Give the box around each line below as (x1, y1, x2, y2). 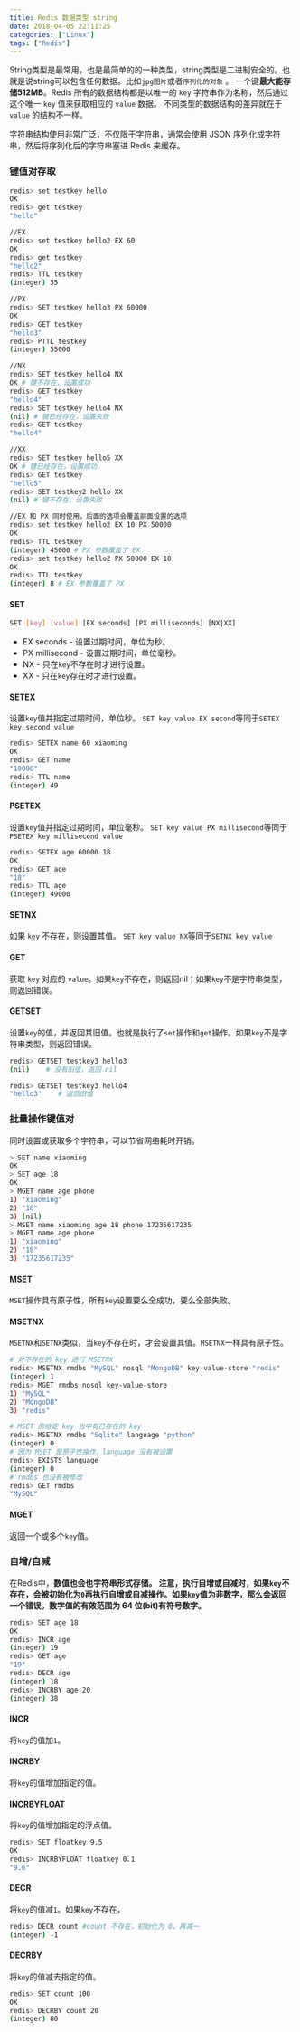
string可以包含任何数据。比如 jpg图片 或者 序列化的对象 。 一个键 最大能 (33, 76, 284, 87)
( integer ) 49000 (9, 890, 70, 899)
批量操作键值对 (9, 1112, 75, 1125)
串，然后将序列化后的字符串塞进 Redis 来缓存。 (9, 140, 185, 151)
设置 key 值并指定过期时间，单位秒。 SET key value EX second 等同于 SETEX (9, 712, 280, 724)
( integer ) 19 (9, 1644, 59, 1653)
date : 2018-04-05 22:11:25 (9, 22, 111, 31)
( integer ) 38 (9, 1693, 59, 1703)
